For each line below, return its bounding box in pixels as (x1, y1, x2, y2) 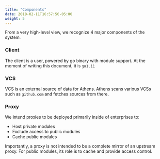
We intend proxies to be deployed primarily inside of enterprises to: (5, 114, 140, 120)
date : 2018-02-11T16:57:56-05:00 (5, 12, 73, 16)
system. (5, 34, 21, 40)
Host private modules (12, 124, 55, 129)
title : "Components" (5, 7, 47, 12)
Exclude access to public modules (12, 129, 80, 135)
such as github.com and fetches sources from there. (5, 91, 109, 97)
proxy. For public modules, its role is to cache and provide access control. (5, 148, 153, 154)
